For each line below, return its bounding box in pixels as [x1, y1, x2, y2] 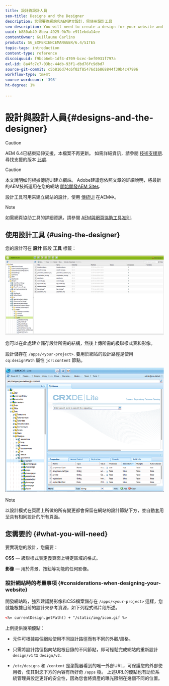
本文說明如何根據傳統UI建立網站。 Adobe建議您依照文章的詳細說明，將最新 [5, 177, 161, 183]
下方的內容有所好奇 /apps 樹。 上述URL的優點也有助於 [43, 669, 155, 675]
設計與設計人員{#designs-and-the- [5, 112, 153, 123]
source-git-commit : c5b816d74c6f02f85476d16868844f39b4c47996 [5, 67, 138, 72]
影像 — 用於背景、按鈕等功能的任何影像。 [5, 565, 92, 571]
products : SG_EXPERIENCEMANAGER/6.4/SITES [5, 40, 96, 45]
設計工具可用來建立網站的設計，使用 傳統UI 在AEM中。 [5, 194, 119, 200]
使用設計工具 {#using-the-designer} [5, 231, 120, 239]
